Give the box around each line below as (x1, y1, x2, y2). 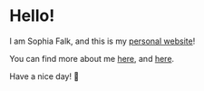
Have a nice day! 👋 (9, 70, 80, 82)
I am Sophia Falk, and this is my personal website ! (9, 35, 196, 46)
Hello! (9, 5, 55, 26)
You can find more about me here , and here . (9, 53, 175, 64)
